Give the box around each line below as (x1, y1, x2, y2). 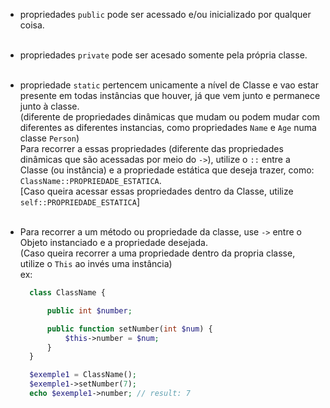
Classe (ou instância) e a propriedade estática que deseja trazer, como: (19, 164, 315, 176)
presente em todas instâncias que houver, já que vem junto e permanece (19, 90, 321, 101)
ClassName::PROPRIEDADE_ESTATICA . (19, 175, 162, 186)
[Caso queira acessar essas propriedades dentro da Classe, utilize (19, 185, 294, 197)
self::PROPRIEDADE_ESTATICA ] (19, 196, 141, 208)
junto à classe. (19, 100, 80, 112)
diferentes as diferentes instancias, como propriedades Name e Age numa (19, 122, 317, 133)
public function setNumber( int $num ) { (46, 324, 213, 334)
